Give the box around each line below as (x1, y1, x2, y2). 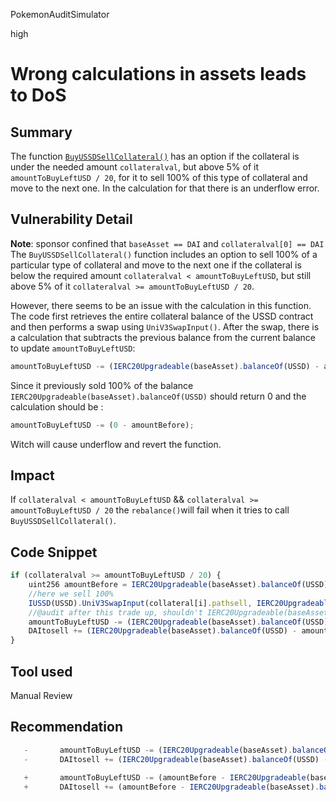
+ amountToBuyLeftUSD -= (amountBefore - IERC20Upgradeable (23, 773, 307, 783)
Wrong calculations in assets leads (10, 63, 307, 86)
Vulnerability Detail (10, 211, 133, 228)
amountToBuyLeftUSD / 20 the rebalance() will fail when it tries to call (10, 504, 290, 516)
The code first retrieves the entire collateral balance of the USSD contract (10, 310, 314, 322)
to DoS (10, 84, 67, 107)
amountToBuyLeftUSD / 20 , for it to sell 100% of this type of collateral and (10, 172, 308, 183)
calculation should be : (10, 400, 104, 413)
